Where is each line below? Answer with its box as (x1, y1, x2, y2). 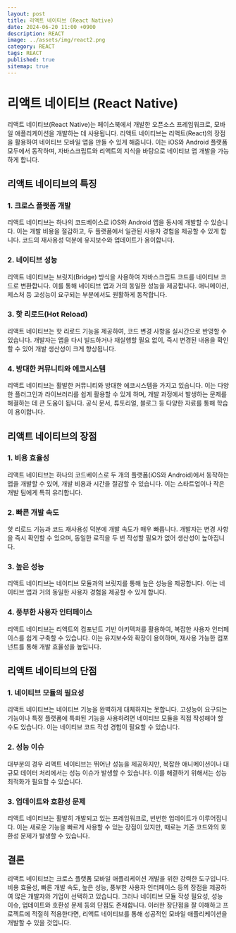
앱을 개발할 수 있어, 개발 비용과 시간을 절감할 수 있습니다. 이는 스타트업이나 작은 (7, 479, 225, 487)
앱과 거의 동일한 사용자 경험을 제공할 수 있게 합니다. (25, 588, 167, 597)
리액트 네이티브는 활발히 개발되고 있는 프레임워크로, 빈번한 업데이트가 (7, 814, 197, 822)
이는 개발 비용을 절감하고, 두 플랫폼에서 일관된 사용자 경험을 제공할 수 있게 (16, 227, 220, 236)
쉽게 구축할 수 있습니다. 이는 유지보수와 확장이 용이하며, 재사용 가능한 (25, 633, 216, 642)
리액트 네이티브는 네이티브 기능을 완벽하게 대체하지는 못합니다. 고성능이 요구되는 (7, 705, 228, 714)
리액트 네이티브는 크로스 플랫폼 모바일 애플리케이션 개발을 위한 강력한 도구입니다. (7, 874, 230, 882)
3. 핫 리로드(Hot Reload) (7, 310, 88, 319)
